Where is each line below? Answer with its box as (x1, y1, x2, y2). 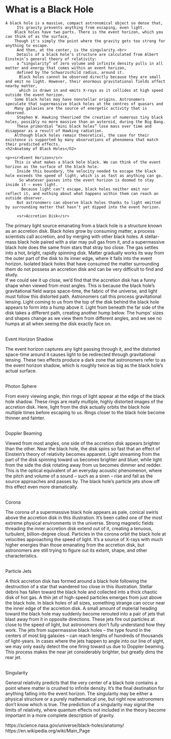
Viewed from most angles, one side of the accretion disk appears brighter (5, 440, 161, 446)
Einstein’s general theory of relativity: (5, 56, 97, 62)
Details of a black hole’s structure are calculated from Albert (16, 52, 159, 57)
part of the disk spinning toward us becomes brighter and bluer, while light (5, 456, 162, 463)
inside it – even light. (5, 182, 58, 187)
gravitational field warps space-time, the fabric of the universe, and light (5, 288, 158, 294)
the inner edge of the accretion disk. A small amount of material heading (5, 605, 157, 611)
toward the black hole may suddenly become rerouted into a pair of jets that (5, 610, 165, 616)
